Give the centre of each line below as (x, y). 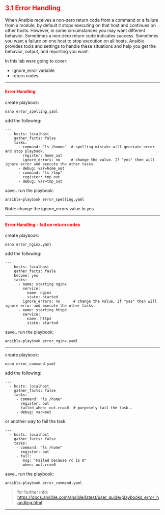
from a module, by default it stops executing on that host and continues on (81, 25)
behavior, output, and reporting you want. (47, 51)
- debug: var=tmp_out (40, 182)
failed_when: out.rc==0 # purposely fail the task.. (77, 408)
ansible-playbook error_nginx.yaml (41, 341)
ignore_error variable (33, 70)
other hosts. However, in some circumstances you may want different (75, 30)
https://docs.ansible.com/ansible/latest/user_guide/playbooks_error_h (88, 497)
